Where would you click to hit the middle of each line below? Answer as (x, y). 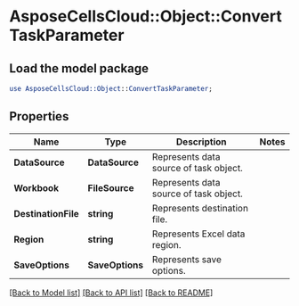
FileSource (111, 187)
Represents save (187, 259)
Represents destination (200, 208)
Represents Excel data (198, 234)
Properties (39, 116)
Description (202, 142)
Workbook (36, 187)
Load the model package (79, 68)
